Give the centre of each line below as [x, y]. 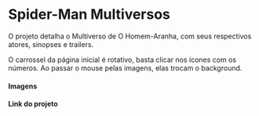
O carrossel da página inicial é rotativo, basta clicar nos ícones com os [122, 60]
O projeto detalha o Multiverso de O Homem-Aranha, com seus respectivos [130, 36]
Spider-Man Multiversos [89, 14]
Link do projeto [33, 104]
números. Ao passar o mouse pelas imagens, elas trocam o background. [125, 67]
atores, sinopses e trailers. [51, 44]
